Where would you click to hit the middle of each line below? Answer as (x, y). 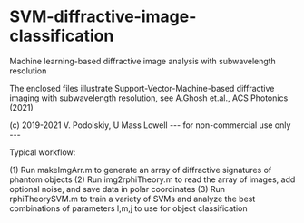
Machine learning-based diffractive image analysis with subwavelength (143, 61)
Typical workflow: (43, 152)
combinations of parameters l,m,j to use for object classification (128, 208)
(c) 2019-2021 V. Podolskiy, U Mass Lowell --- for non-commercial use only (150, 125)
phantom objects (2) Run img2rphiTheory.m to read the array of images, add (152, 179)
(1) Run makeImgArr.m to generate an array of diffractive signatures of (141, 170)
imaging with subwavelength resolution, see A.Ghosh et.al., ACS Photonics (149, 98)
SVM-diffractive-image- (103, 17)
